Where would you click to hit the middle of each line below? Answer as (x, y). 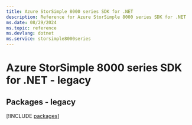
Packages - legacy (41, 102)
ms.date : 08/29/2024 (32, 22)
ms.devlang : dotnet (30, 33)
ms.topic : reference (32, 28)
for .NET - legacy (49, 80)
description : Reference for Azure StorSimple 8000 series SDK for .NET (96, 17)
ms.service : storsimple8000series (49, 39)
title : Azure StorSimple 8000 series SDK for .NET (70, 11)
